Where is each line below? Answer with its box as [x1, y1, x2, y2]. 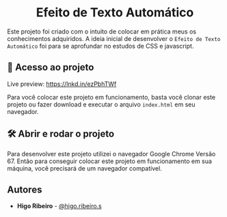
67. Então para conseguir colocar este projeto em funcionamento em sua [7, 157, 212, 165]
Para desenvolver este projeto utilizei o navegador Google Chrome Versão [7, 149, 216, 158]
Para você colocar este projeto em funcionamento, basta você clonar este [7, 93, 216, 101]
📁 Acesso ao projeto [7, 61, 94, 73]
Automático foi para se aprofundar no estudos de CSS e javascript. [7, 42, 194, 50]
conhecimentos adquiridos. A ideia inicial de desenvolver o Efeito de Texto [7, 34, 221, 42]
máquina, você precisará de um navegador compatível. [7, 164, 162, 172]
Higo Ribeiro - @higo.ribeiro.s [16, 202, 103, 210]
